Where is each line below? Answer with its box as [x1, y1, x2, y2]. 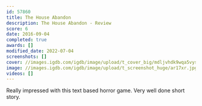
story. [6, 93, 21, 101]
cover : [6, 59, 23, 65]
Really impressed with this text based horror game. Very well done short [6, 87, 185, 94]
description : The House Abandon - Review [6, 20, 112, 26]
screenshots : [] [6, 54, 47, 60]
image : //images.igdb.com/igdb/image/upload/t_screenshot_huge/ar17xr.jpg [6, 64, 198, 71]
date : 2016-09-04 [6, 31, 50, 37]
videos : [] [6, 70, 34, 76]
